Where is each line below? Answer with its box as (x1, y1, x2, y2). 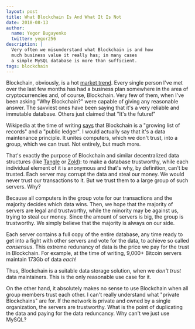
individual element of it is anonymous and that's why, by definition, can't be (6, 164, 189, 172)
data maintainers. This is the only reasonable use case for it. (6, 274, 152, 281)
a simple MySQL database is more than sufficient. (11, 58, 138, 63)
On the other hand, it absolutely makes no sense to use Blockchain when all (6, 285, 189, 292)
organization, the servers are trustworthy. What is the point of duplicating (6, 304, 183, 311)
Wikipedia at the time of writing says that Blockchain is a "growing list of (6, 122, 180, 129)
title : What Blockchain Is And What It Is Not (6, 14, 122, 20)
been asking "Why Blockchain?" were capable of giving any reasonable (6, 98, 179, 105)
